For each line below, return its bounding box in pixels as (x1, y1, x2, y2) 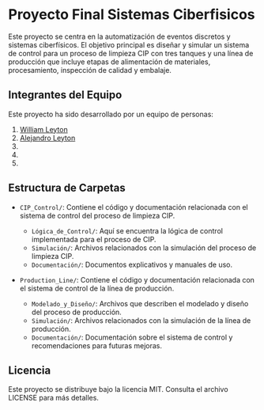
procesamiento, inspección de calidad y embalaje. (8, 65, 172, 74)
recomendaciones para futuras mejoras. (31, 340, 163, 350)
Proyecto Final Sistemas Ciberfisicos (8, 6, 255, 24)
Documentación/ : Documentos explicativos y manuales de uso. (31, 260, 233, 269)
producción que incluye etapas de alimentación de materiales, (8, 57, 211, 66)
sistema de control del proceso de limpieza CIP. (19, 211, 175, 220)
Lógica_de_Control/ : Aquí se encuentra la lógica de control (31, 226, 224, 235)
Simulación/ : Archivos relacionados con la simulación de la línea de (31, 315, 251, 325)
